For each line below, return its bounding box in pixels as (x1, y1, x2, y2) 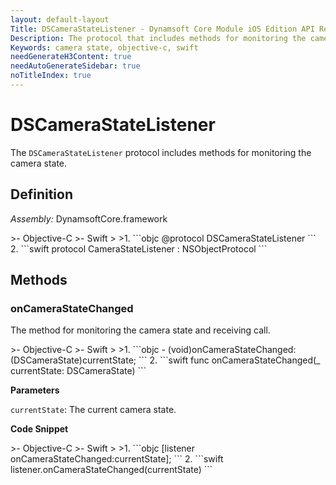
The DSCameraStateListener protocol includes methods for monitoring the (10, 146, 312, 158)
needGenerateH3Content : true (10, 52, 132, 62)
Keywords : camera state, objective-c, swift (10, 42, 199, 53)
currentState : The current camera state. (10, 404, 177, 416)
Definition (10, 186, 73, 203)
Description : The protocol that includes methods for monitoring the (10, 33, 307, 43)
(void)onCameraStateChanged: (167, 344, 297, 356)
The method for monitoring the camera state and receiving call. (10, 324, 271, 336)
